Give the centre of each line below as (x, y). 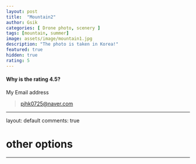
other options (39, 144)
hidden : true (22, 55)
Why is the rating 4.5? (33, 79)
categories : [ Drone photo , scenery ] (53, 28)
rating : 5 (18, 60)
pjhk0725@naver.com (47, 104)
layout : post (22, 11)
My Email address (27, 92)
